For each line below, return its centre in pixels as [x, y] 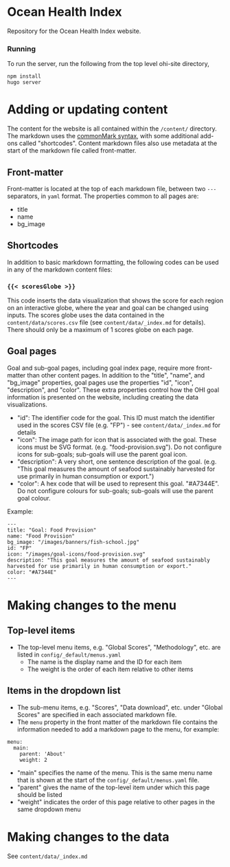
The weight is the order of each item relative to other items [110, 669]
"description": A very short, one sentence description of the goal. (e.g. [117, 461]
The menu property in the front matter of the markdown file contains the [117, 722]
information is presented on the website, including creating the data [103, 397]
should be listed [40, 794]
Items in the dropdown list [64, 691]
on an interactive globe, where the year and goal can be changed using [108, 308]
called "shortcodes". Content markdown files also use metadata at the [118, 143]
